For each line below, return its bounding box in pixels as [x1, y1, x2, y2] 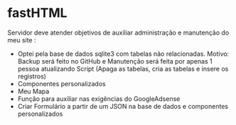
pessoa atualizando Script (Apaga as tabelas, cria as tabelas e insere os [17, 64, 229, 73]
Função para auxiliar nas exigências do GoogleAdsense [17, 94, 181, 103]
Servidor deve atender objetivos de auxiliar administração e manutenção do [7, 28, 230, 37]
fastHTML [7, 5, 68, 21]
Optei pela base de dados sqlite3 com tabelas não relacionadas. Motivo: [17, 49, 230, 58]
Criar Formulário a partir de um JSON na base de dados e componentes [17, 102, 229, 110]
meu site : [7, 35, 36, 44]
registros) [17, 72, 46, 81]
